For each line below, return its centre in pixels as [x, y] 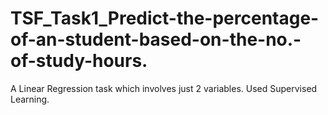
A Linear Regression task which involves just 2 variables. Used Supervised [164, 88]
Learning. [30, 99]
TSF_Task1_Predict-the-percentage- [165, 18]
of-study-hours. [79, 61]
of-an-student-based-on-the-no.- [156, 39]
